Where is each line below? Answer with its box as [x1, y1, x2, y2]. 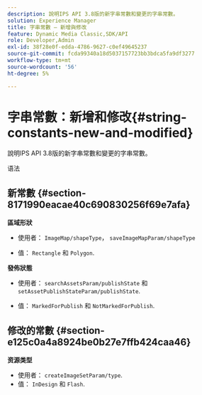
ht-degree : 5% [7, 70, 50, 77]
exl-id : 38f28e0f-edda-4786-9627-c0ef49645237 [7, 43, 147, 51]
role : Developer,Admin [7, 37, 74, 44]
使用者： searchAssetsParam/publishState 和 [17, 279, 148, 288]
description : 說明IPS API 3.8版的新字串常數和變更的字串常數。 [7, 10, 179, 18]
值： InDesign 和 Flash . [17, 380, 85, 389]
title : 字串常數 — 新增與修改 [7, 23, 87, 31]
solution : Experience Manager [7, 17, 97, 24]
